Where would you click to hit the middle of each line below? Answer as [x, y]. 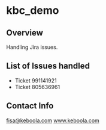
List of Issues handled [48, 66]
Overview [25, 33]
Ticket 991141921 [36, 80]
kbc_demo [33, 11]
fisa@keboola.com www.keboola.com [53, 120]
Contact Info [30, 106]
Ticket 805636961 [37, 87]
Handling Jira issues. [32, 47]
